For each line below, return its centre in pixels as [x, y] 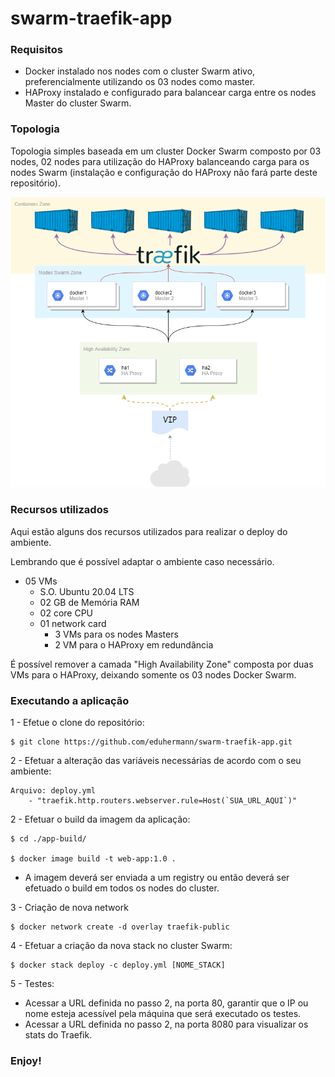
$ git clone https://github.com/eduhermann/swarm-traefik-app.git [151, 742]
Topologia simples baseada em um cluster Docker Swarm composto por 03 [166, 151]
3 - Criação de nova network [69, 907]
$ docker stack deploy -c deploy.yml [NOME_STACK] [118, 965]
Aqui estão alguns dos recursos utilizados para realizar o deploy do [149, 531]
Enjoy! [26, 1060]
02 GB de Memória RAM [89, 602]
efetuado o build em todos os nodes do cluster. [122, 888]
